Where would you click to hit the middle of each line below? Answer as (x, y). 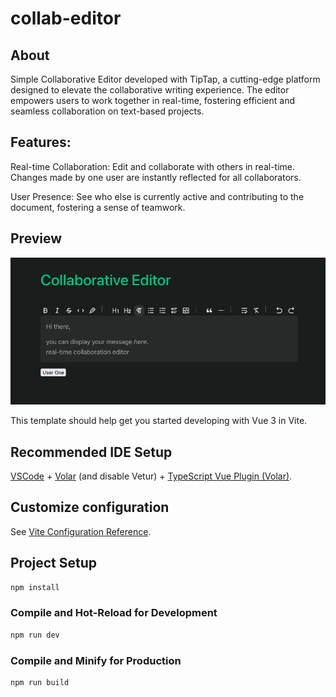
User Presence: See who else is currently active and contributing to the (157, 196)
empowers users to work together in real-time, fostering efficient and (152, 100)
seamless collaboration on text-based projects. (107, 111)
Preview (36, 238)
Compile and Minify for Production (96, 660)
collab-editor (66, 18)
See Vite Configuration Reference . (81, 531)
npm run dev (35, 635)
